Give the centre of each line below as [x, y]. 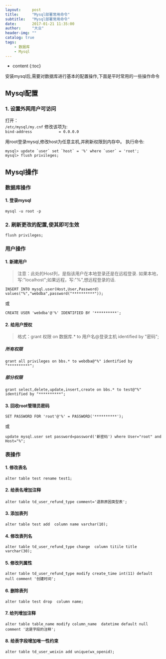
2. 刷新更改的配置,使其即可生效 [42, 224]
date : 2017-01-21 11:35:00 [40, 24]
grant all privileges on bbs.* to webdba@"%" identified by [69, 361]
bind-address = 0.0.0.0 [42, 132]
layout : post [23, 10]
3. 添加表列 [17, 513]
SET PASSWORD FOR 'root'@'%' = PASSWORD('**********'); [64, 417]
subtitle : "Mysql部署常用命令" [38, 19]
